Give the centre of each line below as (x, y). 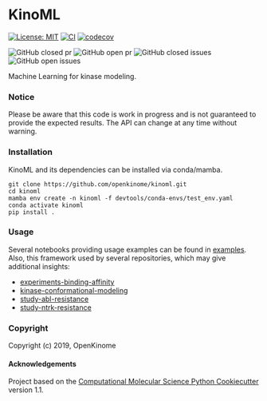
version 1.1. (26, 390)
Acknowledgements (43, 363)
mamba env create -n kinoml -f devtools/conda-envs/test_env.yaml (121, 198)
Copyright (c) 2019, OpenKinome (62, 346)
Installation (31, 152)
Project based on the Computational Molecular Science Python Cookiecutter (133, 382)
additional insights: (39, 266)
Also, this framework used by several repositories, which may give (117, 258)
